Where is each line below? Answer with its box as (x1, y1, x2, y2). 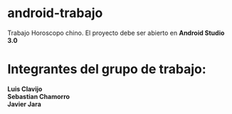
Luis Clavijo (7, 84, 43, 93)
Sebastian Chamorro (7, 92, 70, 100)
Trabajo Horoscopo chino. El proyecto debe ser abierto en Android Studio (7, 28, 225, 37)
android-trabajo (7, 5, 103, 21)
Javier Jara (7, 100, 41, 108)
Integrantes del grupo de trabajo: (7, 61, 206, 78)
